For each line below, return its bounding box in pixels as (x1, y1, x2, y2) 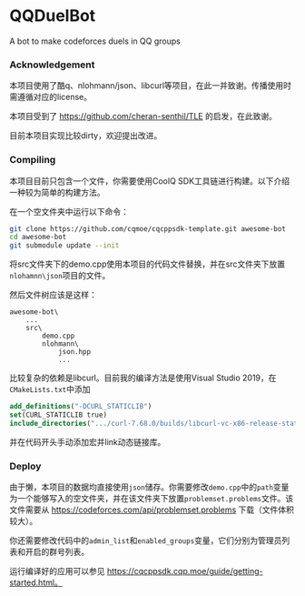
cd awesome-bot (9, 233, 67, 242)
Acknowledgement (9, 58, 95, 71)
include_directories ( (9, 419, 92, 428)
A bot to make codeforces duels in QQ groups (9, 35, 182, 46)
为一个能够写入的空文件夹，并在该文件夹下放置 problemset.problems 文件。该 (9, 493, 294, 504)
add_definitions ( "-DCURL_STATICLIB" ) (9, 402, 152, 411)
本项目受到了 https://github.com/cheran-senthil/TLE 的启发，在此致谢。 (9, 111, 277, 122)
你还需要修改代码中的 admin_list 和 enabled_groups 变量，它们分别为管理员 (9, 535, 282, 546)
